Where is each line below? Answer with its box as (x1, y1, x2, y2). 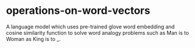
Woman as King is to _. (6, 35, 61, 42)
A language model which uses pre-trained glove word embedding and (6, 23, 175, 30)
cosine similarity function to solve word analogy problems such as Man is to (6, 29, 189, 36)
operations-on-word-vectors (6, 4, 150, 17)
